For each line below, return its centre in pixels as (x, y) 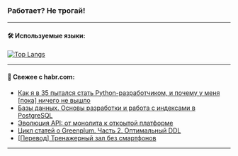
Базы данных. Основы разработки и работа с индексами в (107, 108)
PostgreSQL (35, 115)
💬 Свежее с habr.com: (41, 77)
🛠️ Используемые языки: (46, 35)
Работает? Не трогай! (46, 11)
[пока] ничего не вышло (54, 100)
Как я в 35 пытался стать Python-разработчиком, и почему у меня (119, 93)
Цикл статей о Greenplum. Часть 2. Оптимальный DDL (99, 130)
